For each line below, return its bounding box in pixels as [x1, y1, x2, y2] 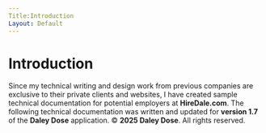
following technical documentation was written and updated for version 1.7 [8, 107, 259, 117]
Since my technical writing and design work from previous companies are [8, 81, 254, 91]
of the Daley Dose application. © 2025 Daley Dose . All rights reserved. [8, 115, 246, 126]
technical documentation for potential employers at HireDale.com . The [8, 98, 244, 108]
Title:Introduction [8, 11, 74, 20]
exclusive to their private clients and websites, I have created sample [8, 90, 238, 100]
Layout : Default [8, 19, 63, 28]
